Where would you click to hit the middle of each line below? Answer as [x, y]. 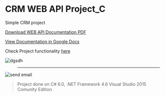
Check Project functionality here [38, 51]
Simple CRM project [25, 23]
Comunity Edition [35, 89]
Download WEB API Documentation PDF [46, 32]
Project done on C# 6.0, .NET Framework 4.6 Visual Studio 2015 [82, 84]
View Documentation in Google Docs [42, 41]
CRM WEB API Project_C [55, 9]
